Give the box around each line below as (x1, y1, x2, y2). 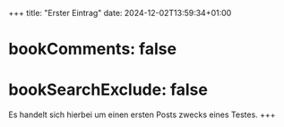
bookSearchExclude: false (8, 80, 208, 100)
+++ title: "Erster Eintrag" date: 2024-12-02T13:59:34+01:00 (8, 8, 232, 18)
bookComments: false (8, 39, 176, 59)
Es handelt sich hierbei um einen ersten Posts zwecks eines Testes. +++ (8, 109, 276, 120)
